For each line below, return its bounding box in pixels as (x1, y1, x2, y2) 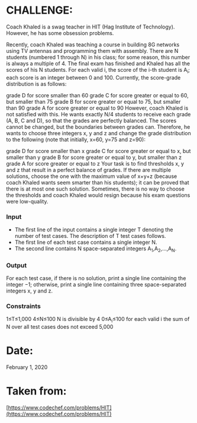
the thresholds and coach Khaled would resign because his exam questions (6, 191, 190, 199)
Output (6, 261, 27, 269)
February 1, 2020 (6, 364, 48, 371)
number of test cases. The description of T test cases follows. (14, 233, 166, 240)
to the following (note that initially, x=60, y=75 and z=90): (6, 136, 146, 143)
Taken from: (6, 384, 67, 398)
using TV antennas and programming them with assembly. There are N (6, 47, 179, 54)
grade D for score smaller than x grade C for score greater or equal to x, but (6, 147, 191, 154)
